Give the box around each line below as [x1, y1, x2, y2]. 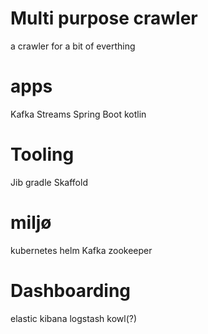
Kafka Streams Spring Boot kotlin [10, 108, 147, 120]
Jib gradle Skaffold [10, 176, 88, 188]
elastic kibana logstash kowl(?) [10, 312, 138, 324]
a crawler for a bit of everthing [10, 40, 136, 52]
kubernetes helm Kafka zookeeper [10, 244, 153, 256]
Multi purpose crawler [10, 7, 198, 30]
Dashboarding [10, 279, 132, 302]
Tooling [10, 143, 75, 166]
